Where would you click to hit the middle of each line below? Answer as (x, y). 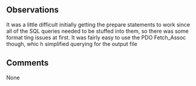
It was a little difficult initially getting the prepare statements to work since (98, 24)
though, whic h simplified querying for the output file (72, 44)
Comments (28, 63)
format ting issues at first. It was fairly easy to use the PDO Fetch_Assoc (96, 37)
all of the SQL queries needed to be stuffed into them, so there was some (97, 31)
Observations (33, 10)
